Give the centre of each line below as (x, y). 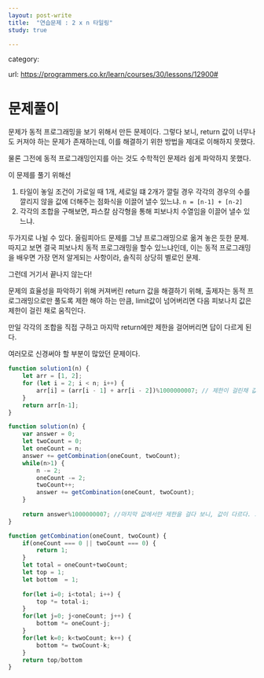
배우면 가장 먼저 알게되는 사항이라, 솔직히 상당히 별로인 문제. (108, 258)
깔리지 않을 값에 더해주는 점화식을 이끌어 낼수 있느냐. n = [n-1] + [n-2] (131, 202)
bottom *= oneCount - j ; (73, 624)
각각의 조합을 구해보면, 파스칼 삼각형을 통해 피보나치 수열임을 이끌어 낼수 (130, 211)
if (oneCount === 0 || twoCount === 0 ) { (89, 543)
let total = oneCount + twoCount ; (75, 565)
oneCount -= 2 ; (61, 478)
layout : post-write (40, 15)
